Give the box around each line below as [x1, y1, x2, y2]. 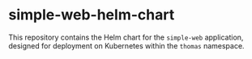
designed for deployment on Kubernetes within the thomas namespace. [8, 40, 245, 50]
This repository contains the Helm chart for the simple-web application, [8, 32, 244, 42]
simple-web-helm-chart [8, 6, 175, 24]
